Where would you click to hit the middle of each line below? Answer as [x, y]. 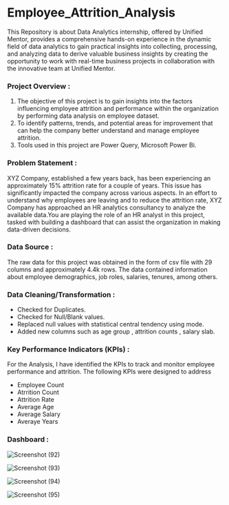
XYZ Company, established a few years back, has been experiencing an [109, 178]
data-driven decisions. [39, 229]
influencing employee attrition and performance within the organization [118, 109]
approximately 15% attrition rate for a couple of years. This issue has [104, 185]
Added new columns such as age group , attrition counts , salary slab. [116, 331]
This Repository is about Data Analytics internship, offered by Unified [105, 32]
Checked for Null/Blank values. [61, 317]
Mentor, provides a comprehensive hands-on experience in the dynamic [109, 39]
